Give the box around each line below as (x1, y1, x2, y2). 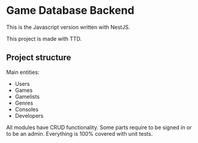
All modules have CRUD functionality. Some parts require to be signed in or (6, 124, 192, 131)
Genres (14, 99, 34, 106)
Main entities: (6, 68, 40, 76)
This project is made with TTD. (6, 35, 82, 42)
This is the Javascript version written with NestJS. (6, 23, 130, 31)
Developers (14, 112, 44, 119)
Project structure (6, 52, 71, 63)
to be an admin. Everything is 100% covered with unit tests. (6, 130, 153, 137)
